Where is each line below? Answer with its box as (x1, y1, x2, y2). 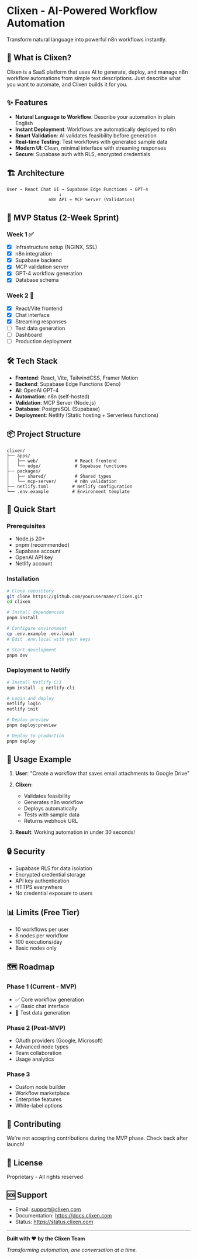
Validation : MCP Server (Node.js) (15, 399, 96, 406)
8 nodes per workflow (15, 932, 69, 939)
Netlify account (15, 560, 53, 567)
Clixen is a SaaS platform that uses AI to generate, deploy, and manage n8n (6, 68, 189, 75)
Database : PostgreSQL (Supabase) (15, 405, 101, 412)
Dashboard (15, 331, 42, 338)
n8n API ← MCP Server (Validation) (48, 197, 135, 203)
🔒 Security (6, 846, 46, 856)
